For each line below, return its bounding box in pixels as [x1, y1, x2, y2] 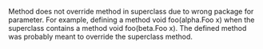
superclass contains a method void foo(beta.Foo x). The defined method [8, 24, 247, 32]
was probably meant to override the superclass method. [8, 32, 193, 41]
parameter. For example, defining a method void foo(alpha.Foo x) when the [8, 15, 255, 24]
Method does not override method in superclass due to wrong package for [8, 7, 254, 16]
